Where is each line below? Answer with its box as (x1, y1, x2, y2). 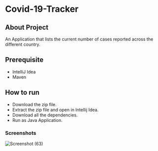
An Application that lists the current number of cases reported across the (5, 36, 154, 42)
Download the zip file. (12, 101, 57, 107)
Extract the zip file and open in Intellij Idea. (12, 107, 99, 113)
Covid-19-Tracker (5, 3, 79, 15)
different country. (5, 41, 40, 47)
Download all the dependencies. (12, 112, 78, 118)
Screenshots (5, 129, 36, 136)
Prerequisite (5, 56, 44, 64)
